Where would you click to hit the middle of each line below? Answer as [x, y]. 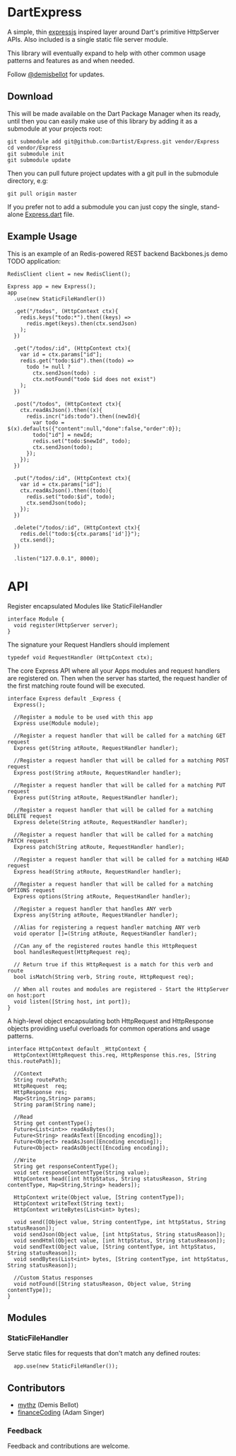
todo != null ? [48, 367]
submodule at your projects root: [55, 129]
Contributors [36, 1388]
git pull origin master [42, 194]
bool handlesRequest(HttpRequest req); [72, 952]
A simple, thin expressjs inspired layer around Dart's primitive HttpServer [113, 32]
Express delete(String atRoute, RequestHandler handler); [101, 822]
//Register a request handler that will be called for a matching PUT [120, 785]
